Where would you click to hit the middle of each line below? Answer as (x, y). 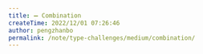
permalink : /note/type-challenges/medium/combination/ (102, 38)
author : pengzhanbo (41, 30)
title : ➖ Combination (45, 15)
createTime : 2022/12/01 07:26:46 (64, 23)
